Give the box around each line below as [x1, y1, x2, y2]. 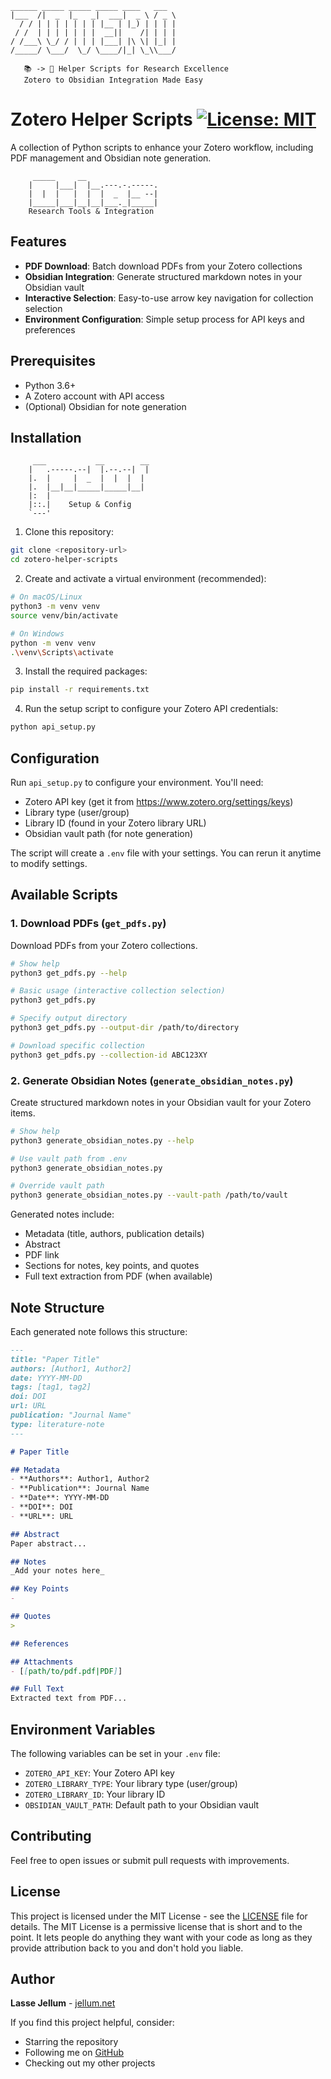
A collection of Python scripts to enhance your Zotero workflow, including [10, 141, 314, 153]
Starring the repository [24, 2036, 119, 2048]
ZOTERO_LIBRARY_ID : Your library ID [24, 1788, 166, 1801]
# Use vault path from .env [10, 1153, 128, 1164]
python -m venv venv [10, 638, 97, 648]
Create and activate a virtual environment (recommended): [24, 573, 267, 585]
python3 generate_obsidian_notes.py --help [10, 1135, 195, 1146]
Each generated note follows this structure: [10, 1325, 188, 1337]
